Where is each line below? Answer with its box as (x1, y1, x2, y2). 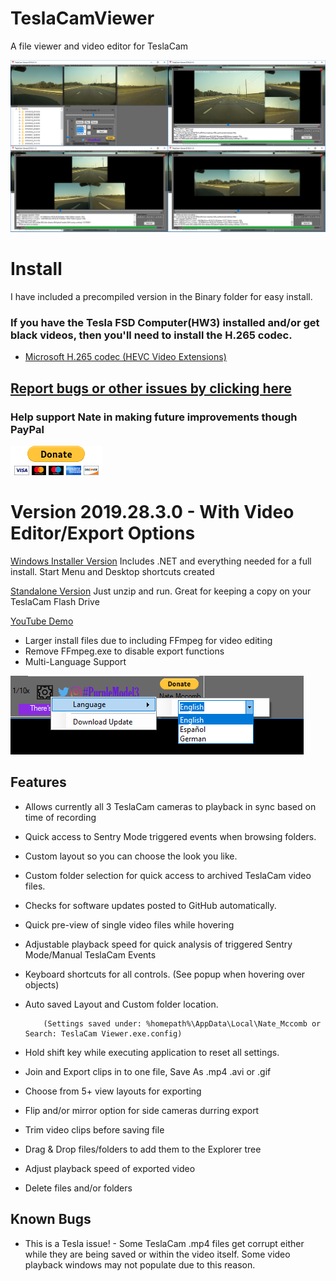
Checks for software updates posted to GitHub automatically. (24, 899, 277, 911)
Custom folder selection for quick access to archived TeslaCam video (24, 869, 312, 881)
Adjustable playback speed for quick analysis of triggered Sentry (24, 938, 293, 950)
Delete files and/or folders (24, 1182, 133, 1194)
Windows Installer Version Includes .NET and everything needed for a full (10, 555, 312, 567)
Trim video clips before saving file (24, 1123, 165, 1136)
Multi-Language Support (24, 655, 127, 667)
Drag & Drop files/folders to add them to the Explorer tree (24, 1143, 262, 1155)
